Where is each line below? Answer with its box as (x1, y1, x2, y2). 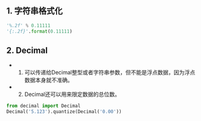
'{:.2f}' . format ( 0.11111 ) (6, 28, 72, 34)
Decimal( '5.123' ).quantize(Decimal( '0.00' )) (6, 109, 122, 115)
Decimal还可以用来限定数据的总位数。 (24, 91, 121, 98)
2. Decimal (6, 45, 48, 55)
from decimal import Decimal (6, 103, 81, 109)
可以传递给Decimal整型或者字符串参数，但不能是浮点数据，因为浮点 (24, 69, 195, 76)
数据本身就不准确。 (24, 76, 74, 84)
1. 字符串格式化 (6, 6, 63, 17)
